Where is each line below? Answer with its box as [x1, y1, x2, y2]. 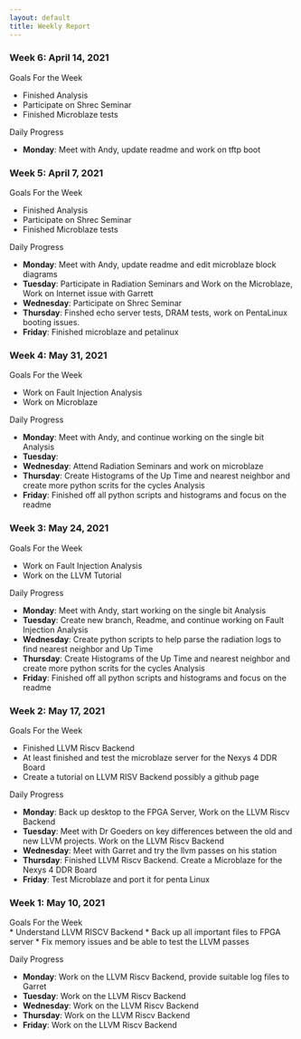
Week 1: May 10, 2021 [9, 896, 106, 909]
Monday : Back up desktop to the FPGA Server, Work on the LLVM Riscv [22, 806, 290, 817]
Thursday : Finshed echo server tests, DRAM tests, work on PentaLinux [22, 307, 287, 318]
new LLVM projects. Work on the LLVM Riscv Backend [22, 835, 224, 846]
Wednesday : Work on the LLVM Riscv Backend [22, 1000, 199, 1011]
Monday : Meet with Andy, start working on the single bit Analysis [22, 604, 267, 616]
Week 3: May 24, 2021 [9, 522, 109, 534]
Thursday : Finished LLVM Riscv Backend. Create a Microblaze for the [22, 854, 283, 865]
